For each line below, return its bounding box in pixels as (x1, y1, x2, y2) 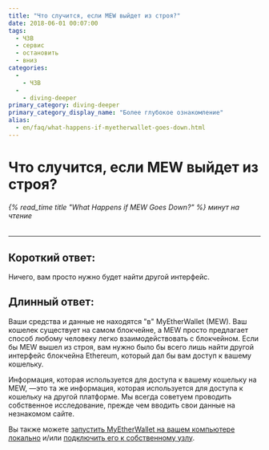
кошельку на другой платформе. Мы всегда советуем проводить (8, 391, 232, 401)
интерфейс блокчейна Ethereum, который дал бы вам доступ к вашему (8, 351, 252, 360)
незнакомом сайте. (8, 408, 74, 418)
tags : (8, 26, 26, 34)
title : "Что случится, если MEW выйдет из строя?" (8, 11, 181, 20)
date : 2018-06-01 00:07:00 (8, 19, 98, 27)
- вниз (15, 57, 38, 65)
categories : (8, 64, 48, 72)
